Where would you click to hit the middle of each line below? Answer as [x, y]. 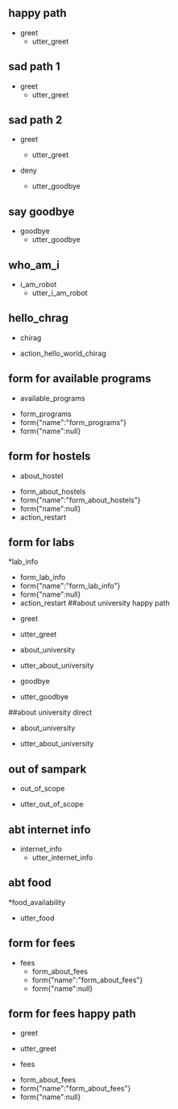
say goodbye [41, 212]
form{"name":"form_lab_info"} [70, 586]
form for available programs [80, 379]
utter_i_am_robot [60, 293]
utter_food [37, 918]
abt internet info [50, 830]
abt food [30, 883]
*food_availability [37, 902]
